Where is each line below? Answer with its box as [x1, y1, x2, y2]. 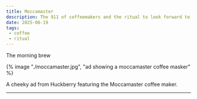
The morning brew [6, 52, 51, 59]
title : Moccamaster [6, 8, 54, 15]
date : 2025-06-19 [6, 19, 49, 25]
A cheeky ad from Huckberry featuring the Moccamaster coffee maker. [6, 81, 178, 88]
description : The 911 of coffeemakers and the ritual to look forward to [6, 14, 191, 20]
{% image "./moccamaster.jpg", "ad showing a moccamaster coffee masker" [6, 63, 191, 70]
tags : [6, 25, 19, 31]
